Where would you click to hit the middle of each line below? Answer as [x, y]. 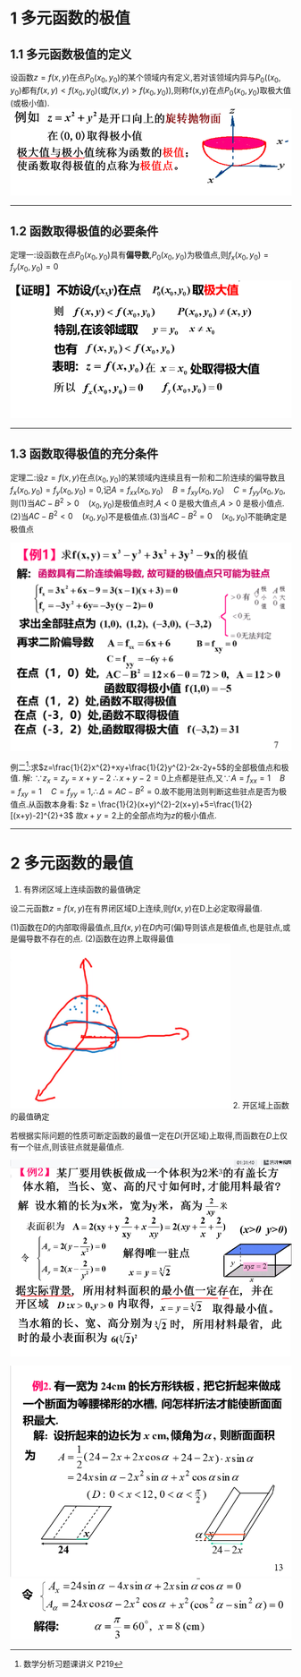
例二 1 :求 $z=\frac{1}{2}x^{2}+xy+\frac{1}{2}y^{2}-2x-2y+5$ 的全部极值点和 [146, 766]
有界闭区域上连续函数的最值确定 [82, 890]
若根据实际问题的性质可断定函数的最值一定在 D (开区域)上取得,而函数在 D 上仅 [149, 1136]
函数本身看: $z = [66, 804]
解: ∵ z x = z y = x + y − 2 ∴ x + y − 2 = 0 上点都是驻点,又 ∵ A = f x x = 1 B [153, 779]
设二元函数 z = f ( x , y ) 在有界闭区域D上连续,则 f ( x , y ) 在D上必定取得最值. [136, 909]
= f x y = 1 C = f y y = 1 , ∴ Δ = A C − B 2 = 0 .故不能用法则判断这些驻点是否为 [145, 791]
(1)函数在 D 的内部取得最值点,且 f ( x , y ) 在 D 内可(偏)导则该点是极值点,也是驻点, [146, 928]
